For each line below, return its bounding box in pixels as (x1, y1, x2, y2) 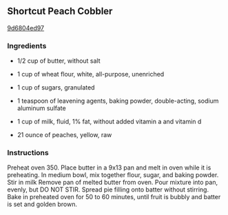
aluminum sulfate (17, 104, 67, 112)
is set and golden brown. (7, 200, 78, 209)
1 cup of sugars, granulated (17, 83, 95, 92)
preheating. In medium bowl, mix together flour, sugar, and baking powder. (7, 171, 219, 179)
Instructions (7, 148, 50, 158)
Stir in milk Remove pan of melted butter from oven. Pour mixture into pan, (7, 178, 218, 187)
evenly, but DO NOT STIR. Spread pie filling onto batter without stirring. (7, 185, 209, 194)
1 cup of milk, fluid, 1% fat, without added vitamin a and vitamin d (17, 117, 202, 126)
